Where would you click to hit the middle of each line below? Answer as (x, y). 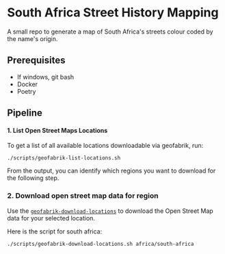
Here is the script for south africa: (55, 231)
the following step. (33, 178)
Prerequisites (36, 61)
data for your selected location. (51, 218)
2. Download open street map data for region (83, 196)
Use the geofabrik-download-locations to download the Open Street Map (110, 211)
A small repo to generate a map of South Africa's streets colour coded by (110, 31)
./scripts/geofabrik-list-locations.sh (64, 158)
